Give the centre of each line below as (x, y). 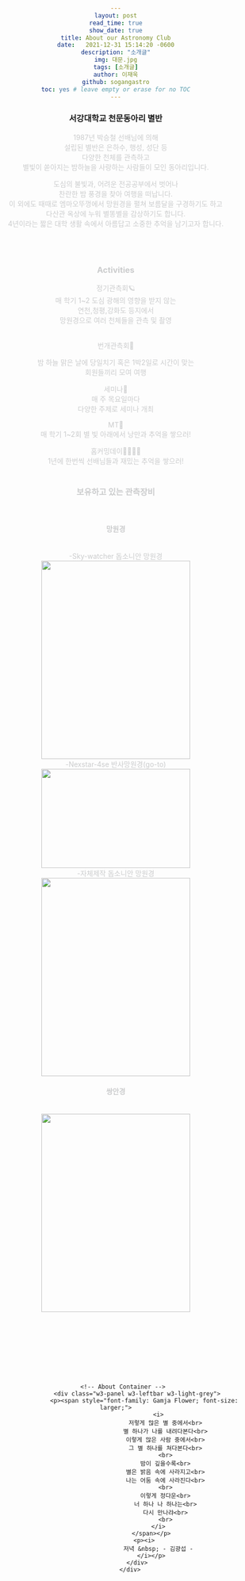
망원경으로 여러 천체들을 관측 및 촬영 (116, 320)
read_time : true (116, 23)
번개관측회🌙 (116, 345)
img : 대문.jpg (116, 60)
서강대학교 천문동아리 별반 (116, 118)
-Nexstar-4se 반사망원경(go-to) (116, 764)
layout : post (116, 15)
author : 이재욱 (116, 75)
